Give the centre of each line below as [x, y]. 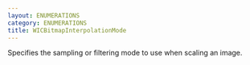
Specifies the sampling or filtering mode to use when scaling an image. [125, 53]
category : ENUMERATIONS [47, 23]
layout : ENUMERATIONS [44, 15]
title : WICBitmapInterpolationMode [67, 30]
